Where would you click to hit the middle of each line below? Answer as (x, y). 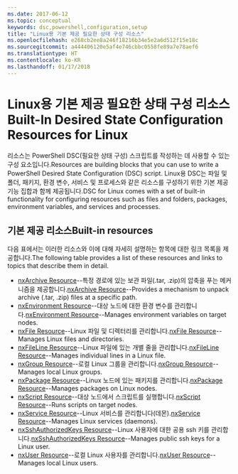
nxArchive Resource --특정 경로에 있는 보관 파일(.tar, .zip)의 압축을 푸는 (118, 281)
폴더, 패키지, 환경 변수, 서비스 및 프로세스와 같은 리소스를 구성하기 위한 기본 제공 (118, 182)
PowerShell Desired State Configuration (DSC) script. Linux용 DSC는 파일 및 (117, 173)
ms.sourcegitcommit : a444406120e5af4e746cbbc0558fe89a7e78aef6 (103, 47)
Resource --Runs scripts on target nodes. (77, 405)
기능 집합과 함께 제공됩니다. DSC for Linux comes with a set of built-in (106, 191)
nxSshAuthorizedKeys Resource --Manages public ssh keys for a (125, 438)
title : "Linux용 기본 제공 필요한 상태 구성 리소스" (76, 34)
